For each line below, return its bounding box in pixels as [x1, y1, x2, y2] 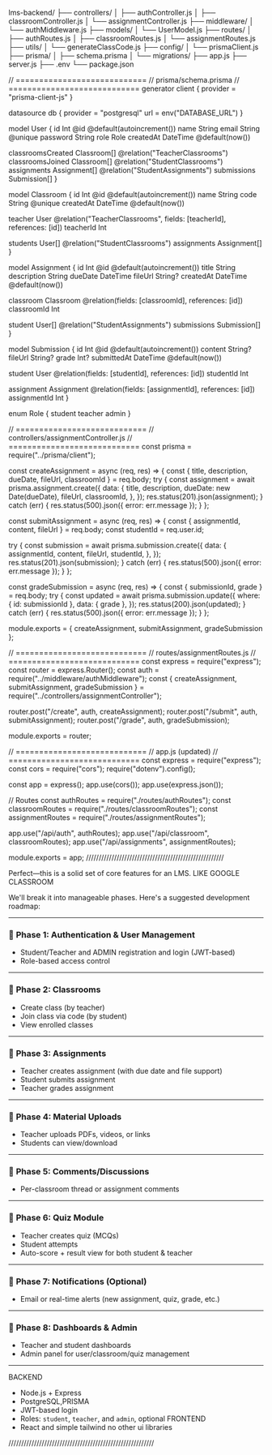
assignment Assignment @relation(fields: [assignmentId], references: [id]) [8, 384, 255, 393]
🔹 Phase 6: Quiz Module [8, 1212, 104, 1224]
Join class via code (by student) [19, 1011, 128, 1021]
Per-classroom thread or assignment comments [19, 1184, 180, 1194]
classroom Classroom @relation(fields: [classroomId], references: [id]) [8, 296, 244, 305]
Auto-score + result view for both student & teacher [19, 1247, 193, 1257]
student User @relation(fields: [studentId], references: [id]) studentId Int [8, 369, 249, 378]
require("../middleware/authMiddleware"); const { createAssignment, [8, 674, 237, 683]
